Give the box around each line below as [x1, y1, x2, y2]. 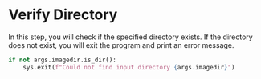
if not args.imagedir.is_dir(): [8, 56, 116, 64]
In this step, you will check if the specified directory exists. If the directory [8, 32, 253, 41]
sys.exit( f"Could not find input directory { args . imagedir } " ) [22, 63, 235, 71]
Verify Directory [8, 6, 118, 24]
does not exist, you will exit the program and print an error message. [8, 40, 234, 49]
